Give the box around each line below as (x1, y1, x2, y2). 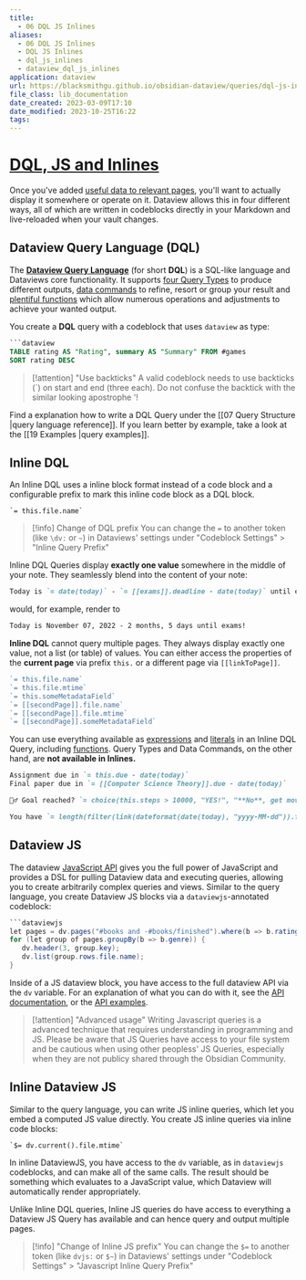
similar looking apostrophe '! (31, 392, 139, 403)
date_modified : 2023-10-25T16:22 (9, 107, 137, 116)
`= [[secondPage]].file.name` (9, 700, 125, 709)
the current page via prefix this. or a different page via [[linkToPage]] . (9, 657, 280, 668)
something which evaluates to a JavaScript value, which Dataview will (9, 1176, 271, 1187)
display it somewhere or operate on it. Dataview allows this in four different (9, 194, 291, 205)
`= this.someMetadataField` (9, 691, 117, 701)
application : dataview (9, 73, 96, 82)
